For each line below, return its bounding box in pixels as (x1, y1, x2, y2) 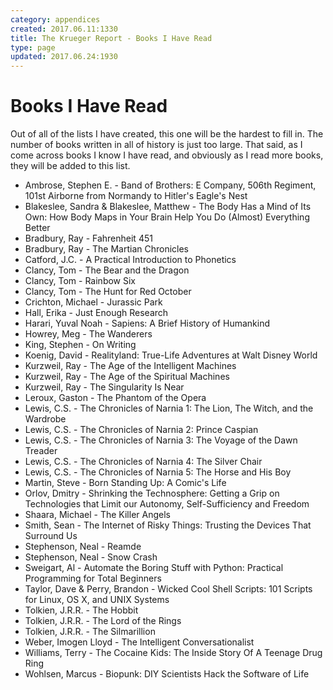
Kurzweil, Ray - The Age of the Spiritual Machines (24, 371, 230, 383)
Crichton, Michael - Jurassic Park (24, 296, 163, 308)
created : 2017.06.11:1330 (10, 24, 118, 34)
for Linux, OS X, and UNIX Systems (24, 594, 170, 606)
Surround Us (24, 530, 78, 542)
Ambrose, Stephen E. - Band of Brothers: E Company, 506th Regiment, (24, 179, 317, 191)
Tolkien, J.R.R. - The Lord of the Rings (24, 615, 182, 627)
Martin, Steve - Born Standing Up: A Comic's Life (24, 477, 227, 489)
